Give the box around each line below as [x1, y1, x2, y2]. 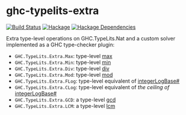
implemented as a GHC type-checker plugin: [6, 41, 115, 48]
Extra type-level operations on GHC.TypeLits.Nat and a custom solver [6, 35, 175, 42]
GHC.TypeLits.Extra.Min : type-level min [14, 59, 111, 66]
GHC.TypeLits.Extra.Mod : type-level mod [14, 71, 113, 78]
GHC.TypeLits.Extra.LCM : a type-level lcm [14, 102, 115, 109]
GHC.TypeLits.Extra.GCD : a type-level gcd [14, 96, 116, 103]
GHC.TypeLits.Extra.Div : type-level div [14, 65, 110, 72]
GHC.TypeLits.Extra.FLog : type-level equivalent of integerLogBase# [14, 77, 180, 84]
